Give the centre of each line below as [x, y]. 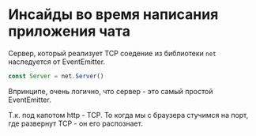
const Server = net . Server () [56, 76]
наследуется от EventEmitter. [56, 62]
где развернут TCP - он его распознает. [76, 123]
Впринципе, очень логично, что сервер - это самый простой [111, 91]
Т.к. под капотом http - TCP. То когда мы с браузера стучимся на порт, [128, 115]
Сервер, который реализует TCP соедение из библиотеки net [112, 53]
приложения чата [69, 31]
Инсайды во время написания [113, 15]
